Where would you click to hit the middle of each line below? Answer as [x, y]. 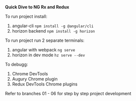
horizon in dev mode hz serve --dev [48, 55]
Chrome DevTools [30, 74]
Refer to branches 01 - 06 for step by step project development [68, 93]
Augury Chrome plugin [35, 79]
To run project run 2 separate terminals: [45, 40]
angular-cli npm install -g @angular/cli [53, 26]
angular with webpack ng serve [43, 50]
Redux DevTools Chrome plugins [45, 84]
